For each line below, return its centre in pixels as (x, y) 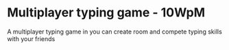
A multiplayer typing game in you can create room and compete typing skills (115, 32)
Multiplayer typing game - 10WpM (106, 13)
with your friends (31, 38)
